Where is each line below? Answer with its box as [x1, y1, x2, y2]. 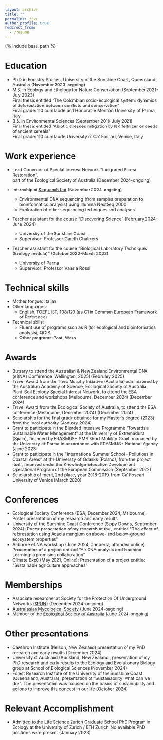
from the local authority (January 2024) [12, 420, 92, 425]
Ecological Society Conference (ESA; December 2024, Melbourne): [12, 510, 147, 516]
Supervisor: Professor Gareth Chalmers [19, 235, 99, 242]
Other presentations [5, 628, 89, 639]
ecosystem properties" [12, 536, 58, 542]
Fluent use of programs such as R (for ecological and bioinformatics [19, 324, 156, 330]
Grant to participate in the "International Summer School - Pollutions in [12, 451, 154, 457]
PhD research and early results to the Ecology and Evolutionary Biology [12, 660, 156, 666]
